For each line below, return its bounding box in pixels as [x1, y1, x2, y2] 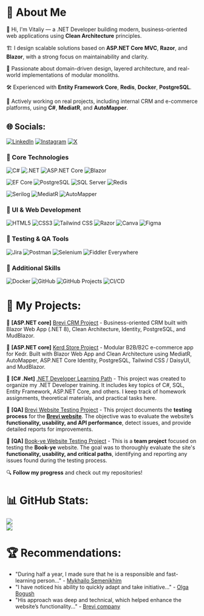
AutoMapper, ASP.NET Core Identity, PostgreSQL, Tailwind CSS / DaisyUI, [6, 356, 191, 364]
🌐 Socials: [6, 122, 46, 132]
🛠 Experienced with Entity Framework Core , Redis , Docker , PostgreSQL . [6, 83, 192, 91]
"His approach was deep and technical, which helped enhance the [15, 596, 182, 603]
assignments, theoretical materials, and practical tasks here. [6, 394, 157, 401]
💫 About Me [6, 5, 67, 19]
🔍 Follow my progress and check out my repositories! [6, 469, 143, 476]
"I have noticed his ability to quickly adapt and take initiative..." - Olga [15, 583, 189, 590]
